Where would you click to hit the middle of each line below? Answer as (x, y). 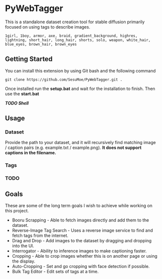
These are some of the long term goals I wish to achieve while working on (79, 206)
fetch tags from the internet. (40, 235)
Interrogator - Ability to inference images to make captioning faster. (79, 251)
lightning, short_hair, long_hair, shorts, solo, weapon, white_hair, (78, 40)
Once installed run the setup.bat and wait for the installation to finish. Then (80, 88)
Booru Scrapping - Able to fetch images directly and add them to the (81, 220)
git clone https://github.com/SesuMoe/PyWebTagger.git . (64, 80)
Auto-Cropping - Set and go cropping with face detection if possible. (81, 266)
